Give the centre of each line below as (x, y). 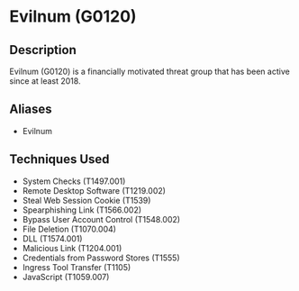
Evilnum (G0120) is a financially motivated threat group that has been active (149, 71)
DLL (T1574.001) (52, 238)
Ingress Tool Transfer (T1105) (77, 267)
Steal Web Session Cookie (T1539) (86, 200)
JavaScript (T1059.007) (66, 277)
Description (43, 50)
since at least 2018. (45, 81)
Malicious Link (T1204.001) (72, 248)
